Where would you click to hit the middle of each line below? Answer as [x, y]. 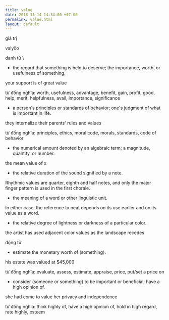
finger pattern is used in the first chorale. [48, 188]
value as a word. [22, 213]
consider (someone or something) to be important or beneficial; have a [86, 282]
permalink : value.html [29, 19]
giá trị [11, 38]
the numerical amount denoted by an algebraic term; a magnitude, [81, 148]
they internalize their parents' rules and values [53, 123]
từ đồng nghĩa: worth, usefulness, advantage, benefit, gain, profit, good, [80, 93]
